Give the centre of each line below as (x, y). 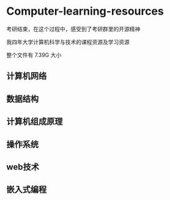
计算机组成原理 (35, 121)
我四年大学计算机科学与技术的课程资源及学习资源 (68, 42)
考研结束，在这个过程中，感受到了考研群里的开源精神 (73, 29)
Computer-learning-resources (85, 11)
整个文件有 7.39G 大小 (34, 55)
